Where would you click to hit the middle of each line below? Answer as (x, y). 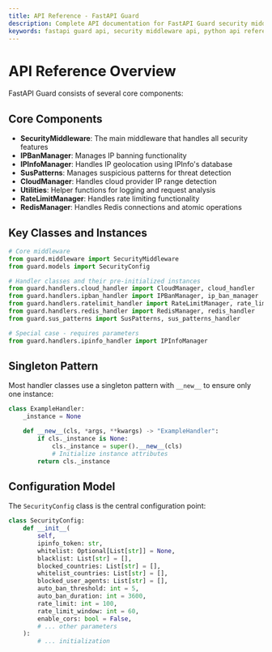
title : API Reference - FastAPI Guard (74, 16)
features (34, 147)
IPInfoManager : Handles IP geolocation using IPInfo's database (126, 164)
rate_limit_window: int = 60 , (88, 611)
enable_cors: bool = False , (85, 619)
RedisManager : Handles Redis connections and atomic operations (131, 207)
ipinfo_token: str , (70, 543)
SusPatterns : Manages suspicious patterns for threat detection (126, 173)
